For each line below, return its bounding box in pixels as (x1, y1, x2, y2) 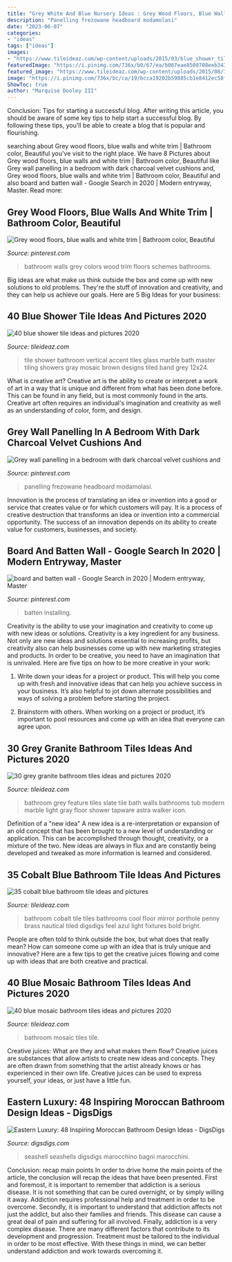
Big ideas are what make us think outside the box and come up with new (7, 275, 213, 284)
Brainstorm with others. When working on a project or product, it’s (17, 708, 206, 716)
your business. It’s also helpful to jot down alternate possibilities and (17, 687, 212, 695)
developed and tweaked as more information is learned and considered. (7, 849, 212, 857)
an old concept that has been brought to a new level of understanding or (7, 827, 213, 835)
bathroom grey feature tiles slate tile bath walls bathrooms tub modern (23, 798, 225, 807)
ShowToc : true (7, 81, 48, 88)
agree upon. (17, 722, 52, 731)
